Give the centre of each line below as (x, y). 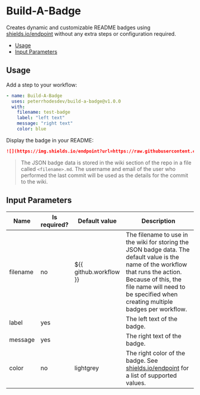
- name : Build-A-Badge (34, 96)
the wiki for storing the (157, 242)
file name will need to (156, 287)
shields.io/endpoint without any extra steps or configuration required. (91, 33)
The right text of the (154, 336)
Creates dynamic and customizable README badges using (78, 27)
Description (158, 220)
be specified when (152, 294)
